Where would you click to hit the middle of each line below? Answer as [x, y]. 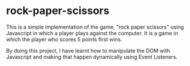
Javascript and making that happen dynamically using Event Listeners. [92, 57]
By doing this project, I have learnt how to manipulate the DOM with [88, 50]
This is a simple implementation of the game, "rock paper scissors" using [95, 27]
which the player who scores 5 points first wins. [64, 39]
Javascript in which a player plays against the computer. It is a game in [92, 33]
